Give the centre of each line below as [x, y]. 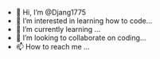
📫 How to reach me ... [53, 47]
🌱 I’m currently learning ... [58, 29]
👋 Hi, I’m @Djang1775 [51, 12]
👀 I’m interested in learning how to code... [84, 21]
